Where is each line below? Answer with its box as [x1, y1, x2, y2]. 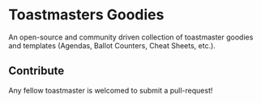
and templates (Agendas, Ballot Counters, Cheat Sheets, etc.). [8, 40, 216, 50]
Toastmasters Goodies [8, 6, 165, 24]
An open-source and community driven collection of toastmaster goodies [8, 32, 254, 42]
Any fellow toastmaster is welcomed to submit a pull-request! [8, 85, 213, 95]
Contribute [8, 64, 65, 78]
